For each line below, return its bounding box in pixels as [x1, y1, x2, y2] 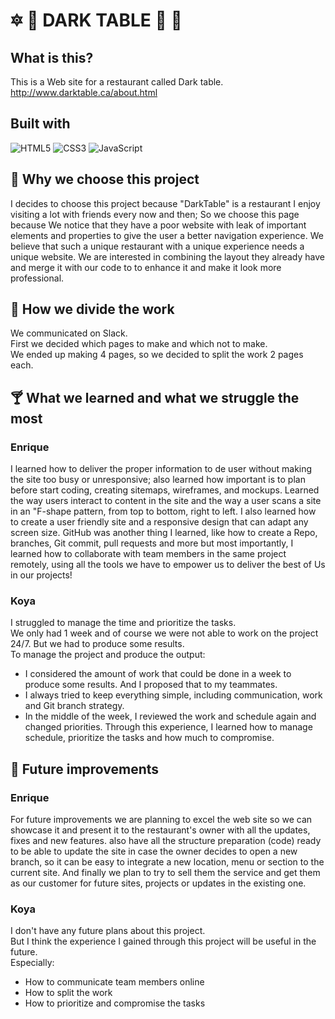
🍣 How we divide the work [10, 301, 175, 318]
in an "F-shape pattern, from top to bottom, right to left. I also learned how [10, 505, 317, 518]
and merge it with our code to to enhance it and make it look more [10, 261, 282, 273]
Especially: [10, 957, 55, 969]
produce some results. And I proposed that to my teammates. [24, 679, 278, 691]
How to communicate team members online [24, 976, 205, 988]
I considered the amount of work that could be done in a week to [24, 668, 292, 680]
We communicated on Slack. [10, 327, 128, 339]
